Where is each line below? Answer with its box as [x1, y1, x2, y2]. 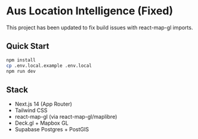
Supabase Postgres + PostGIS [14, 126, 89, 133]
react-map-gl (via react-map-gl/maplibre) [14, 113, 117, 121]
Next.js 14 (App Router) [14, 100, 73, 108]
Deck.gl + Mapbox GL [14, 119, 69, 126]
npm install [6, 57, 36, 63]
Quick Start [6, 41, 49, 51]
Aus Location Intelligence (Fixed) [6, 4, 174, 18]
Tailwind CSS [14, 107, 48, 114]
